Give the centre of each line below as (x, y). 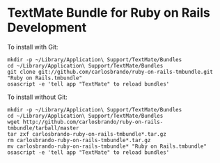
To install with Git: (33, 47)
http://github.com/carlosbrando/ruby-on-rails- (93, 122)
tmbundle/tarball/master (43, 128)
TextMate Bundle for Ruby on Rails (109, 13)
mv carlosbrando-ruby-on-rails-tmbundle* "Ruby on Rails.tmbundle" (107, 146)
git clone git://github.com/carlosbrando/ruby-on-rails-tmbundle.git (110, 72)
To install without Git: (37, 97)
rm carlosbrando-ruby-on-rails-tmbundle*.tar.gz (79, 140)
